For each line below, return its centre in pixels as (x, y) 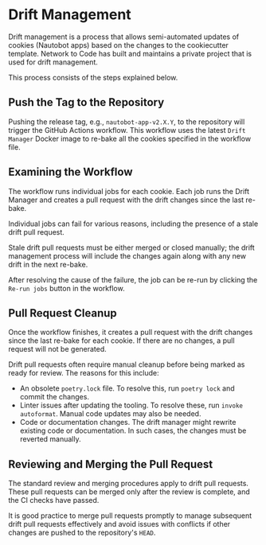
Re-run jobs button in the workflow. (66, 288)
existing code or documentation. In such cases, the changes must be (133, 430)
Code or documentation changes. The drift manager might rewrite (128, 422)
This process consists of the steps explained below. (93, 77)
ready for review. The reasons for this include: (84, 373)
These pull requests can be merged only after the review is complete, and (129, 492)
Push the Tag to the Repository (86, 102)
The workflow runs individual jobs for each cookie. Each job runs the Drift (129, 191)
